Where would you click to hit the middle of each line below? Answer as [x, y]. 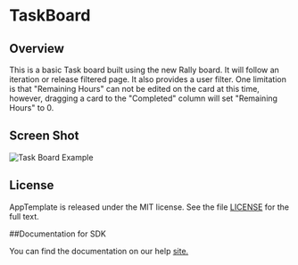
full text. [24, 216]
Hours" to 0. [32, 108]
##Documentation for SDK [58, 234]
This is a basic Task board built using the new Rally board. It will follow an [144, 70]
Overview [37, 49]
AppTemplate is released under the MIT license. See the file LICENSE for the [149, 207]
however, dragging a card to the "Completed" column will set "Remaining [144, 98]
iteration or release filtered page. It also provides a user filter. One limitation [148, 79]
